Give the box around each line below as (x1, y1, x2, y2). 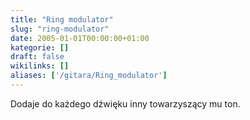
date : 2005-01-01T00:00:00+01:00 (10, 33, 150, 43)
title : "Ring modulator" (10, 14, 114, 25)
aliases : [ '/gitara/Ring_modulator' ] (10, 71, 168, 81)
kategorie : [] (10, 42, 70, 53)
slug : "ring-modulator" (10, 24, 110, 34)
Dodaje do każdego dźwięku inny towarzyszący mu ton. (10, 97, 241, 110)
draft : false (10, 52, 65, 62)
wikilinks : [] (10, 61, 70, 71)
